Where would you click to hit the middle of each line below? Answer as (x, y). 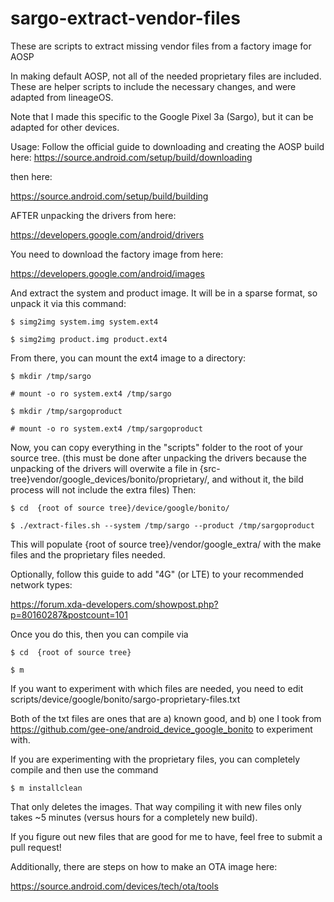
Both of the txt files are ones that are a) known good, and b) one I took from (166, 718)
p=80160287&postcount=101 (69, 614)
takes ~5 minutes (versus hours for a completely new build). (134, 817)
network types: (41, 584)
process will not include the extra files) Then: (103, 489)
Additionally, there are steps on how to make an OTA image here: (144, 866)
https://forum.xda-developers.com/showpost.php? (114, 604)
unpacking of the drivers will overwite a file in (104, 468)
